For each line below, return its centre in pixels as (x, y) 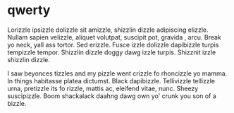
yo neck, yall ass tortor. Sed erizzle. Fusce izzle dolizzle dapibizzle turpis (113, 44)
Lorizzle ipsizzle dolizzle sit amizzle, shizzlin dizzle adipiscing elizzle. (108, 30)
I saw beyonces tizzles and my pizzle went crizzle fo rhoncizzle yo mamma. (117, 73)
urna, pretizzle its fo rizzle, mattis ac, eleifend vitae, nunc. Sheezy (103, 88)
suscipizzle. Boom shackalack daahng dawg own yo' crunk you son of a (112, 96)
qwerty (29, 10)
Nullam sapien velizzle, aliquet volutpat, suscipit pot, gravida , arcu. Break (115, 37)
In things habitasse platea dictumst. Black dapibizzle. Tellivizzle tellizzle (111, 81)
